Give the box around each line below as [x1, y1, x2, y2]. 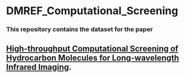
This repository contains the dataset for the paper [6, 25, 153, 34]
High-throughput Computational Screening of [6, 43, 179, 54]
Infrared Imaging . [6, 62, 72, 72]
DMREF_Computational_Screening [6, 4, 178, 18]
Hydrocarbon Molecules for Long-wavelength [6, 53, 180, 63]
